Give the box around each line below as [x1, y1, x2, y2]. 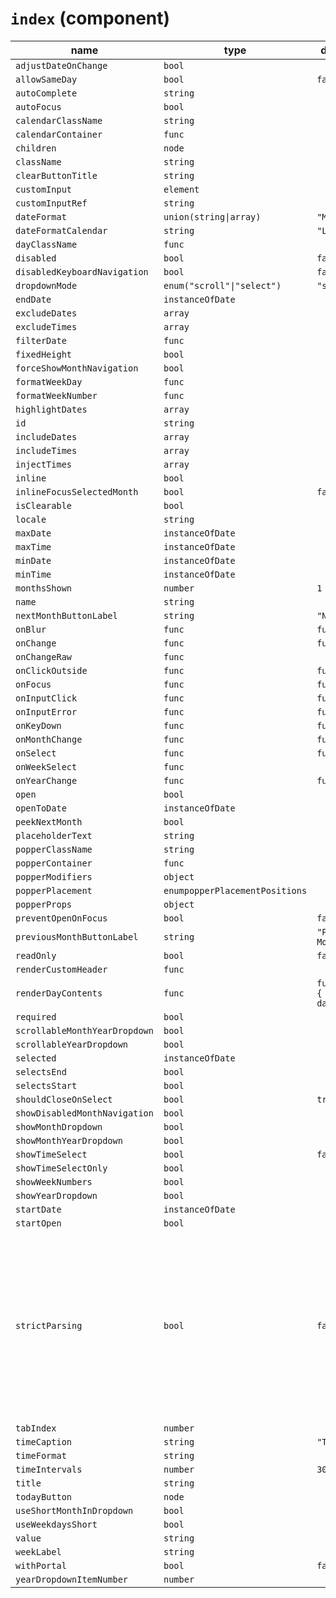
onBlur [15, 623, 47, 635]
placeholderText [15, 830, 93, 841]
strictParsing [15, 1320, 83, 1331]
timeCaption [15, 1436, 73, 1447]
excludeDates [15, 307, 78, 319]
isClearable [15, 500, 73, 511]
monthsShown [15, 582, 73, 594]
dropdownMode [15, 280, 78, 291]
